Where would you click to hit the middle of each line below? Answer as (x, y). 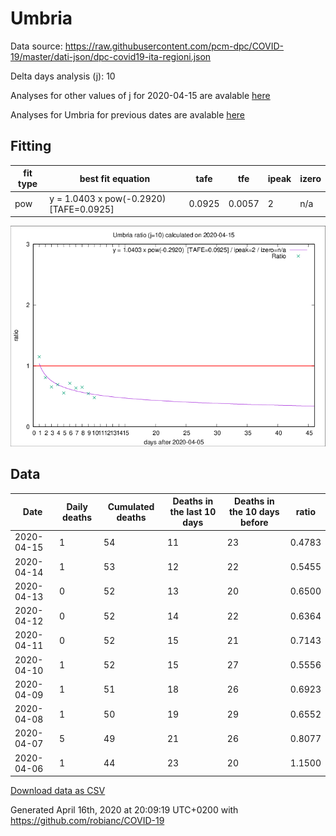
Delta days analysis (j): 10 (63, 76)
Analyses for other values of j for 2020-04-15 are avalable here (140, 95)
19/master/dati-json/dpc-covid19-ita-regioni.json (111, 56)
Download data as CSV (58, 791)
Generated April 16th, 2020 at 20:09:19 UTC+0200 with (124, 810)
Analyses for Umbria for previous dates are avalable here (127, 114)
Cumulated (131, 506)
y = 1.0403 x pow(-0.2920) (108, 198)
